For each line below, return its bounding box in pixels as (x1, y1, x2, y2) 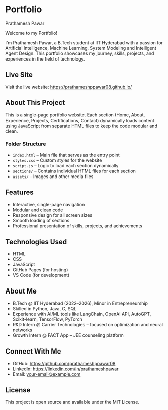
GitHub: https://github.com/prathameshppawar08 (12, 361, 116, 367)
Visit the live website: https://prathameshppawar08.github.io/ (5, 84, 132, 90)
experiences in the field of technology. (5, 55, 85, 62)
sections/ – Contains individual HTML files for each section (12, 168, 136, 174)
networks (12, 327, 33, 333)
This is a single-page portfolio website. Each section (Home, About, (5, 112, 145, 118)
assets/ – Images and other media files (12, 173, 94, 180)
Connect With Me (5, 347, 61, 356)
